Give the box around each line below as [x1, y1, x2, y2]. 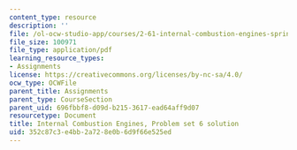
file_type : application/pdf [9, 46, 113, 55]
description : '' [9, 21, 69, 30]
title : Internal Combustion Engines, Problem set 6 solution [9, 120, 240, 129]
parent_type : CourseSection [9, 94, 113, 104]
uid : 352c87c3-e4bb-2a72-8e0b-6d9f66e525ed [9, 128, 172, 137]
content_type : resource [9, 12, 97, 22]
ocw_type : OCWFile [9, 79, 77, 87]
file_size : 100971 [9, 37, 77, 47]
